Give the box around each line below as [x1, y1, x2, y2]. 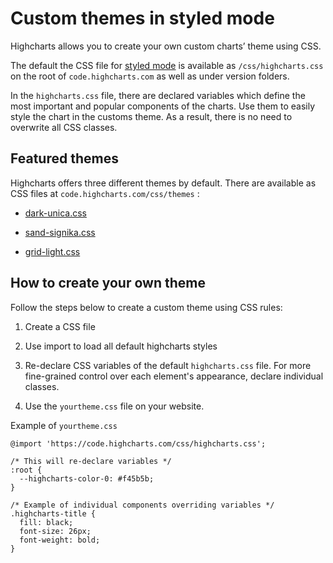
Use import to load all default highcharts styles [24, 340, 218, 352]
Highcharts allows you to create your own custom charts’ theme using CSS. [10, 40, 322, 52]
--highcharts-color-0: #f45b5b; [19, 473, 155, 484]
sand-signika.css [24, 226, 96, 238]
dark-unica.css [24, 207, 87, 219]
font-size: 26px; [19, 526, 92, 536]
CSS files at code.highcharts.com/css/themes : [10, 187, 200, 199]
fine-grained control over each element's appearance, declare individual [24, 370, 324, 382]
